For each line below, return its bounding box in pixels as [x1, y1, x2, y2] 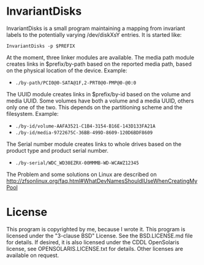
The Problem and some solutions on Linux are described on [6, 171, 157, 178]
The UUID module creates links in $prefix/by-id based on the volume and [6, 90, 191, 98]
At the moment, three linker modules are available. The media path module [6, 53, 195, 61]
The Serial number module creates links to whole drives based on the [6, 140, 182, 148]
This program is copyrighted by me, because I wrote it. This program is [6, 225, 186, 232]
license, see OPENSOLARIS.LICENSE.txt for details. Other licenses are [6, 245, 184, 252]
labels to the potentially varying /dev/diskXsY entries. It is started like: [6, 31, 182, 38]
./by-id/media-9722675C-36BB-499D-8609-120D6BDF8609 [15, 129, 153, 136]
